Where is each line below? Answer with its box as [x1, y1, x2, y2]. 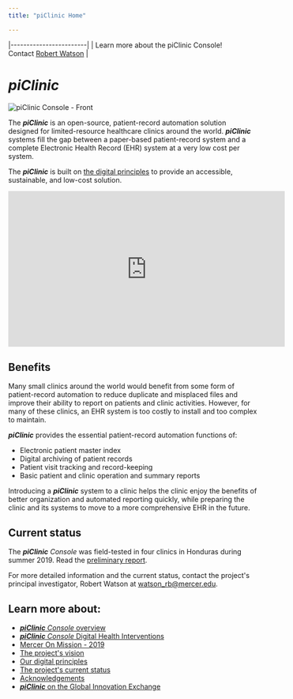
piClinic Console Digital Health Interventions [19, 632, 164, 640]
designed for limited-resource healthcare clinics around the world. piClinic [8, 126, 251, 135]
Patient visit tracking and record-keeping [19, 463, 153, 472]
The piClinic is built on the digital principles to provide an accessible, [8, 167, 233, 176]
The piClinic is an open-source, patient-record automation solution [8, 118, 227, 127]
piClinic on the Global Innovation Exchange [19, 682, 161, 691]
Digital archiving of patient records [19, 454, 133, 463]
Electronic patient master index [19, 446, 121, 455]
